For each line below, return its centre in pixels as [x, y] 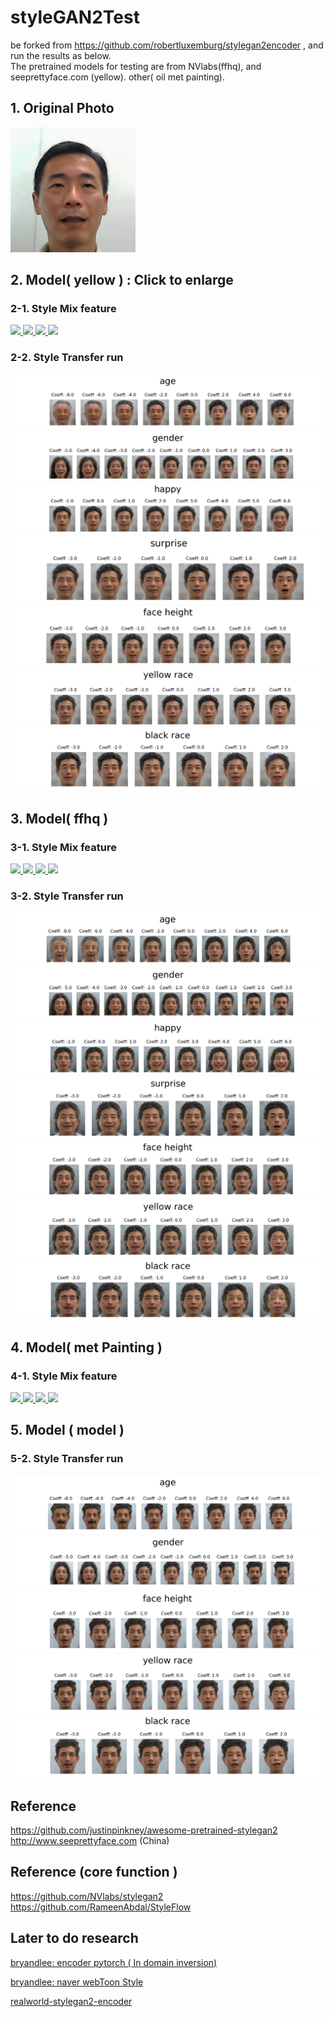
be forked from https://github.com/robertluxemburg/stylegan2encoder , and [167, 45]
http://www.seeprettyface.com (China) [90, 1840]
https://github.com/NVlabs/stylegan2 [87, 1896]
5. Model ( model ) [67, 1430]
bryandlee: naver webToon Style [77, 1982]
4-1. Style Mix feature [64, 1376]
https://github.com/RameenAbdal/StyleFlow [101, 1907]
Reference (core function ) [94, 1872]
